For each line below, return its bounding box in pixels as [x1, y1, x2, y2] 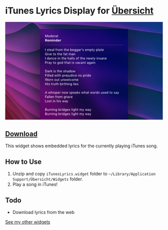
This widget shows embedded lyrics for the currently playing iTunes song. [5, 143, 158, 149]
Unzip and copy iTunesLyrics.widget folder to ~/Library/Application [12, 171, 156, 177]
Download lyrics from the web [12, 209, 75, 215]
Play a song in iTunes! [12, 181, 58, 187]
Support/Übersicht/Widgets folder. [12, 176, 83, 182]
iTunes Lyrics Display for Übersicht [5, 5, 154, 17]
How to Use [5, 157, 42, 166]
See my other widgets [5, 218, 50, 225]
